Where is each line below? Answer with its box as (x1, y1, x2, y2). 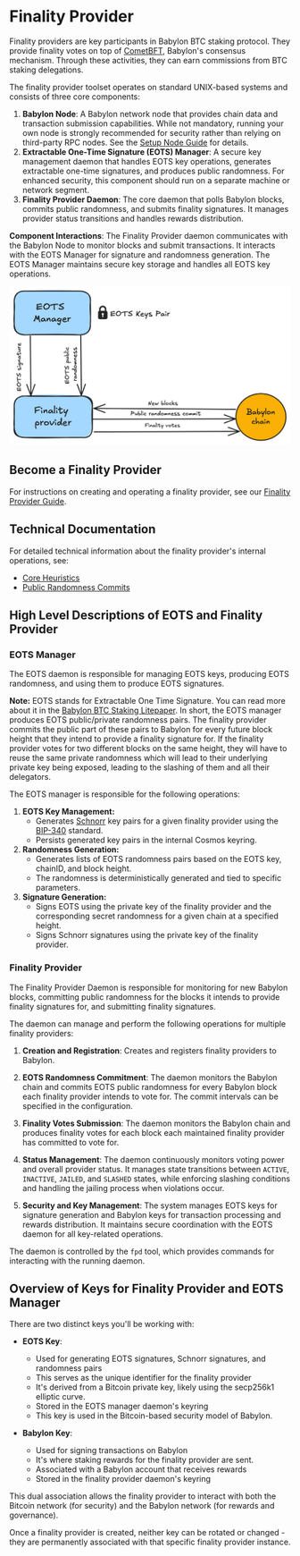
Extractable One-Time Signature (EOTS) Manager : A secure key (21, 146, 262, 157)
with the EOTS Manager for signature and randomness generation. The (9, 249, 271, 260)
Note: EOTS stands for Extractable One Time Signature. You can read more (9, 696, 286, 706)
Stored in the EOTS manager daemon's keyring (35, 1401, 209, 1412)
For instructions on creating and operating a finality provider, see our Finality (9, 486, 291, 497)
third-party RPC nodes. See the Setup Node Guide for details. (21, 137, 249, 148)
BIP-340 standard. (35, 825, 104, 836)
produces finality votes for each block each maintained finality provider (21, 1127, 286, 1137)
